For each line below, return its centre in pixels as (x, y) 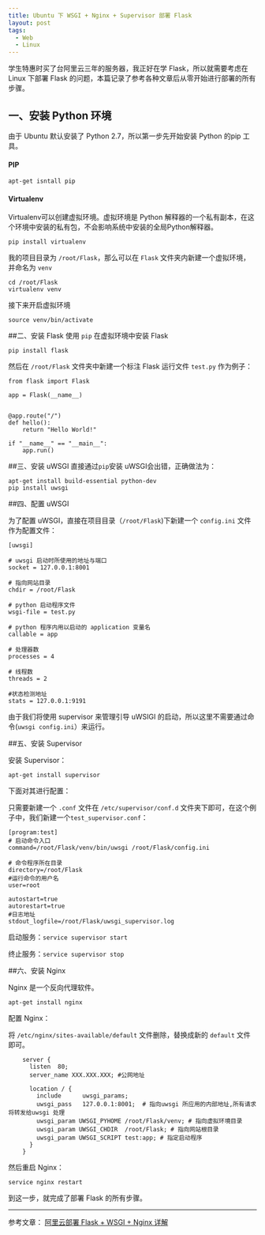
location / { (50, 1089)
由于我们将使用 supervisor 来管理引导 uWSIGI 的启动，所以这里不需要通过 (128, 717)
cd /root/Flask (33, 283)
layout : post (30, 23)
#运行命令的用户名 (34, 878)
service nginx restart (45, 1183)
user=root (24, 886)
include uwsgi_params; (82, 1096)
